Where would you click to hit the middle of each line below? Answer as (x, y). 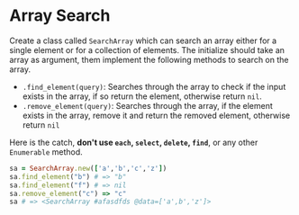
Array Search (60, 16)
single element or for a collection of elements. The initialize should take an (147, 49)
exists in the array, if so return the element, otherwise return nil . (142, 96)
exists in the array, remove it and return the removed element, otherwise (156, 115)
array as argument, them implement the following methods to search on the (149, 59)
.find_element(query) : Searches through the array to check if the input (154, 86)
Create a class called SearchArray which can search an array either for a (143, 40)
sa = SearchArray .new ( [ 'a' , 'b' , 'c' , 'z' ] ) (88, 168)
